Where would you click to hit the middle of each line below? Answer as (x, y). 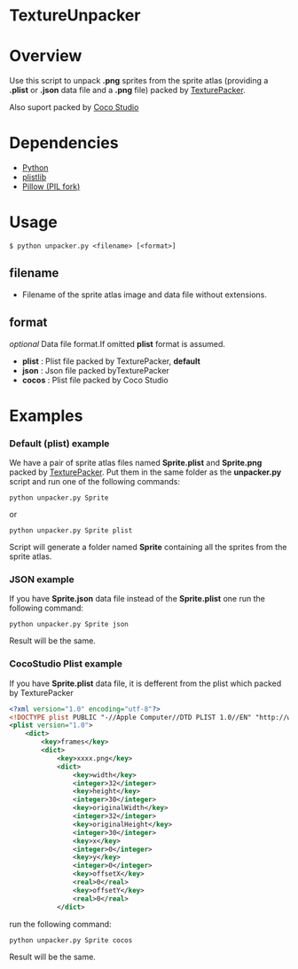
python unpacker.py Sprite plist (71, 531)
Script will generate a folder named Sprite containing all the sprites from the (148, 548)
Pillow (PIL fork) (51, 186)
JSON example (42, 579)
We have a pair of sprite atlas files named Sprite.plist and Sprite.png (136, 463)
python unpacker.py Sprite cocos (71, 940)
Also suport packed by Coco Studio (74, 107)
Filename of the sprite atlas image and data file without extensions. (145, 295)
